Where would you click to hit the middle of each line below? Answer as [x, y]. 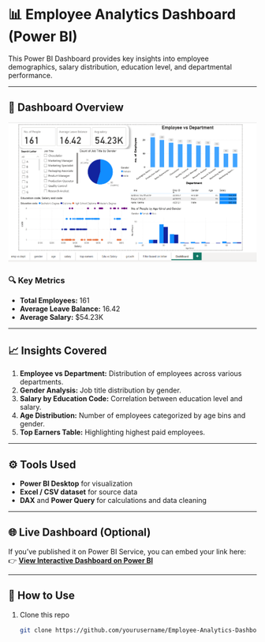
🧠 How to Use [41, 596]
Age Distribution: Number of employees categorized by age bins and [132, 415]
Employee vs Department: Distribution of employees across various [131, 374]
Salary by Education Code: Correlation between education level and [131, 399]
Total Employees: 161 [54, 301]
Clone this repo [44, 614]
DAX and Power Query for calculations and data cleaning [113, 500]
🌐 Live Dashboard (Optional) [80, 533]
